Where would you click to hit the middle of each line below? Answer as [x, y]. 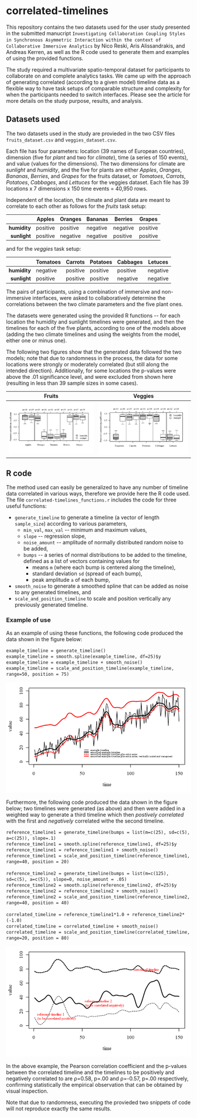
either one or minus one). [37, 340]
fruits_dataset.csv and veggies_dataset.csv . [62, 140]
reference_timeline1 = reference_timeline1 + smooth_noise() [82, 850]
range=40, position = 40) [38, 903]
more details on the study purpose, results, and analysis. [74, 100]
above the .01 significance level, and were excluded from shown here [89, 376]
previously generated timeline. [51, 605]
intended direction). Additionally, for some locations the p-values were [91, 371]
